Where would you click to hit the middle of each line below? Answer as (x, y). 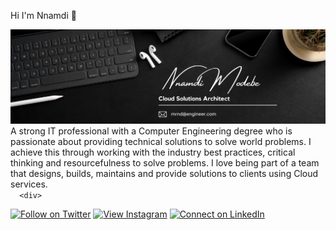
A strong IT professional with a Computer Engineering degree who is (151, 131)
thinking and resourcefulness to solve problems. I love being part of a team (165, 163)
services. (29, 184)
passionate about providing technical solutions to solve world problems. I (161, 142)
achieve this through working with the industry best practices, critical (153, 152)
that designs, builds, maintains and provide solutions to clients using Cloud (164, 174)
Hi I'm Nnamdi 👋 (43, 15)
